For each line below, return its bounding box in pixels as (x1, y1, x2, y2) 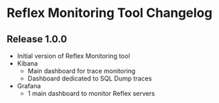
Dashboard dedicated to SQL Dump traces (27, 74, 152, 83)
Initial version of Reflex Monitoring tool (16, 51, 131, 60)
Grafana (16, 82, 41, 90)
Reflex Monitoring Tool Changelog (6, 5, 213, 21)
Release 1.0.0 (6, 33, 68, 45)
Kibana (16, 59, 38, 68)
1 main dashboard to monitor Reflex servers (27, 90, 156, 97)
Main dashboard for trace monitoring (27, 67, 136, 75)
